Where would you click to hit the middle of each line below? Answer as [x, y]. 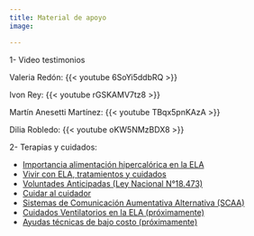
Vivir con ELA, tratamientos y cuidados [94, 174]
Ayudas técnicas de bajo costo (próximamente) [110, 222]
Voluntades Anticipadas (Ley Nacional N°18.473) [113, 183]
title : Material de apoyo [58, 18]
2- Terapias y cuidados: [53, 147]
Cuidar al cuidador [57, 193]
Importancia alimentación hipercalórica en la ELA [113, 164]
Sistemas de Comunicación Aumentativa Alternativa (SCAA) [133, 203]
